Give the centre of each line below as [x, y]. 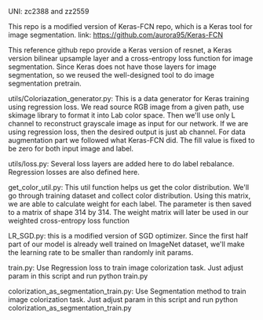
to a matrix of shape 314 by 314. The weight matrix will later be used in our [128, 212]
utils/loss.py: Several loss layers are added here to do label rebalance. [121, 164]
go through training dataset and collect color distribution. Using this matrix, [130, 196]
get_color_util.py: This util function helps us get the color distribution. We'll [129, 187]
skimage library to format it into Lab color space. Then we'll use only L [122, 115]
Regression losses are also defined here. [74, 172]
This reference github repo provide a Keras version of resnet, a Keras [120, 50]
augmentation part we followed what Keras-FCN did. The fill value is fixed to [131, 140]
